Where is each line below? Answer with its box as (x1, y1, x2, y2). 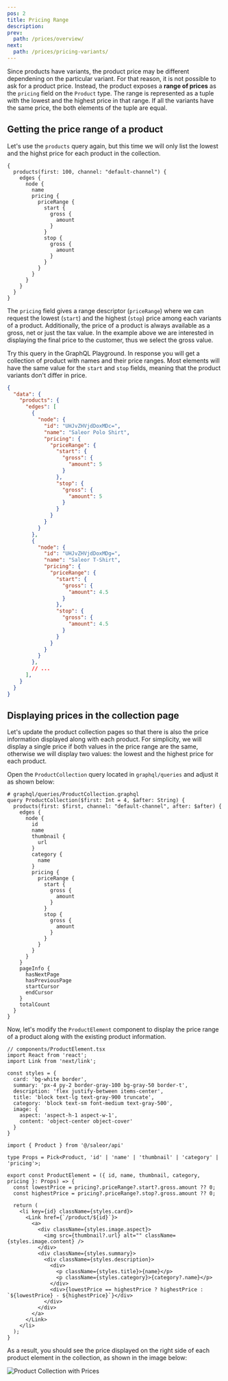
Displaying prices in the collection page (7, 709, 179, 721)
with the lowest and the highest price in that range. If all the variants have (7, 96, 214, 104)
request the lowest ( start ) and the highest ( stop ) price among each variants (7, 314, 222, 322)
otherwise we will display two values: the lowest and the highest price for (7, 750, 214, 758)
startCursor (25, 983, 60, 990)
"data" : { (13, 391, 41, 398)
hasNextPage (25, 971, 60, 979)
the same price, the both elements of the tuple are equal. (7, 104, 168, 112)
